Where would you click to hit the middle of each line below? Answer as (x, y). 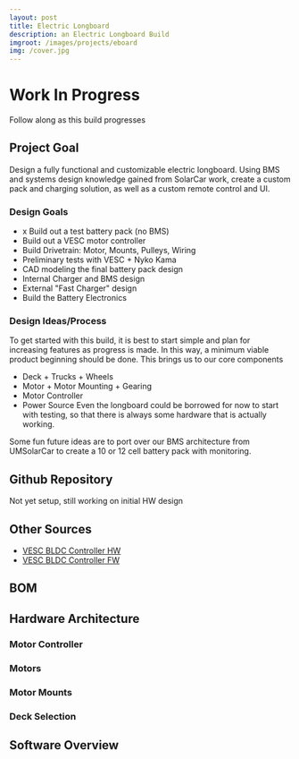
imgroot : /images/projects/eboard (74, 43)
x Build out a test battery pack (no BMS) (96, 231)
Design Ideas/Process (58, 321)
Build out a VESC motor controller (84, 241)
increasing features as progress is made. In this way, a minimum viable (139, 350)
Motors (25, 668)
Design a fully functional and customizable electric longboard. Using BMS (145, 169)
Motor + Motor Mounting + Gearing (87, 387)
